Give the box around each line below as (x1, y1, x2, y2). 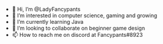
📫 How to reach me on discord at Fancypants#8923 (11, 32, 143, 38)
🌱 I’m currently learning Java (11, 18, 84, 25)
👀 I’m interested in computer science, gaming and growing (11, 12, 158, 19)
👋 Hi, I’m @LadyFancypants (11, 6, 81, 12)
